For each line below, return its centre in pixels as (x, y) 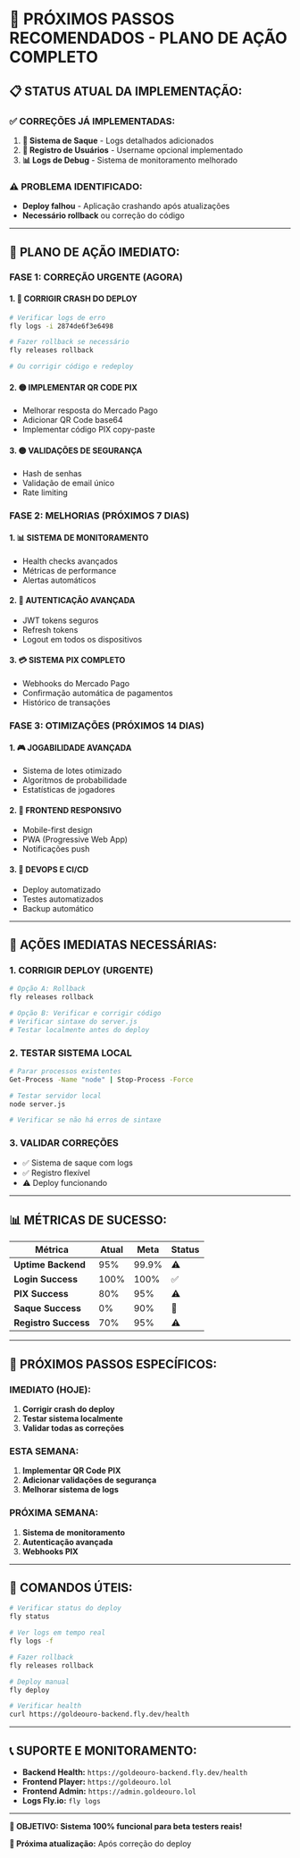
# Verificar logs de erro (57, 317)
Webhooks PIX (50, 1551)
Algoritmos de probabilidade (75, 780)
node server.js (37, 1104)
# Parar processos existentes (66, 1071)
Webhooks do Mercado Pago (76, 683)
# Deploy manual (39, 1681)
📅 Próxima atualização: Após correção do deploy (100, 1844)
